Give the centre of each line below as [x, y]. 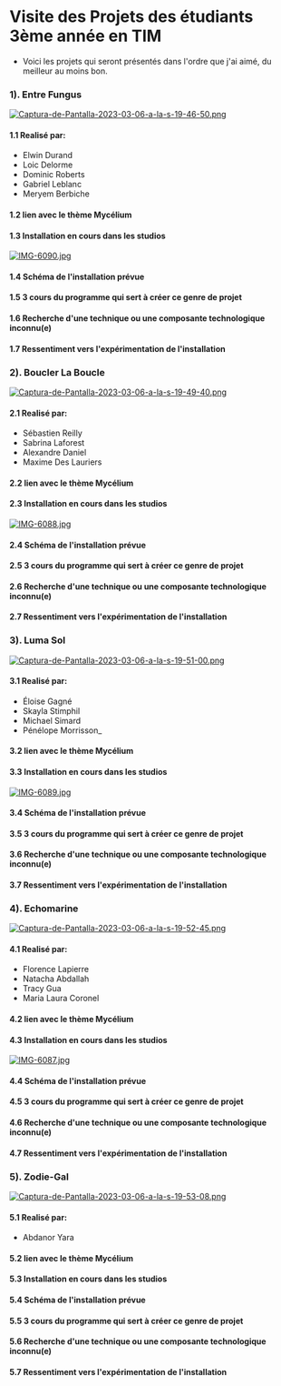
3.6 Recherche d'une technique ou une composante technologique [138, 854]
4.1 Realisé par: [39, 949]
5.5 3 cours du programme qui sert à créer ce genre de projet [126, 1321]
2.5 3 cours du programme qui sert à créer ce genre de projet [126, 566]
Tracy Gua [42, 989]
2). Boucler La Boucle [58, 372]
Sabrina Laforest [53, 443]
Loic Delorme [48, 165]
